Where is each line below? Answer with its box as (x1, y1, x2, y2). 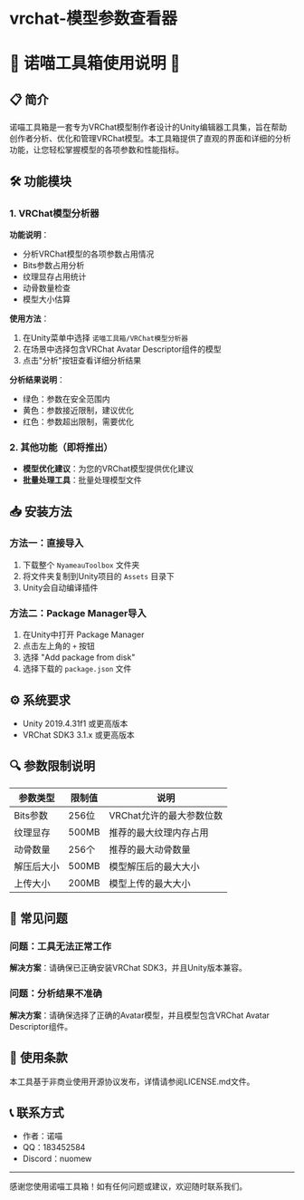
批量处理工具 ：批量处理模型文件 (22, 475, 142, 486)
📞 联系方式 (9, 1105, 65, 1120)
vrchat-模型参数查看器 (9, 8, 178, 29)
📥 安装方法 (9, 504, 72, 519)
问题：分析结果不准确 (9, 987, 102, 1000)
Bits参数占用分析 (22, 259, 85, 270)
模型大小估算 (22, 294, 71, 305)
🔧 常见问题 (9, 911, 68, 926)
